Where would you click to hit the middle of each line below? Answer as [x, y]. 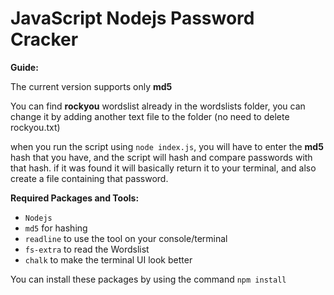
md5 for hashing [56, 228]
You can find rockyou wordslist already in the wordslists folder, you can [158, 106]
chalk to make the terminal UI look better [108, 259]
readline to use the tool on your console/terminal [126, 238]
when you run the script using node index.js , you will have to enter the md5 [167, 146]
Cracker [44, 39]
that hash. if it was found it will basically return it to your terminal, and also [163, 168]
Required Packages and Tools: [75, 198]
